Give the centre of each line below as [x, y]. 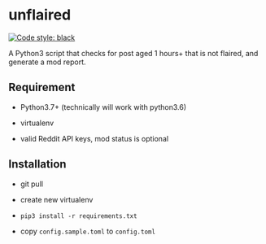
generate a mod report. [48, 62]
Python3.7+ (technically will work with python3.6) [103, 107]
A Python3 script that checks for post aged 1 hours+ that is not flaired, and [133, 53]
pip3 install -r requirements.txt [78, 216]
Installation [37, 164]
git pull [31, 184]
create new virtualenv [57, 199]
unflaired [40, 15]
